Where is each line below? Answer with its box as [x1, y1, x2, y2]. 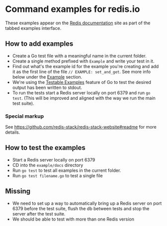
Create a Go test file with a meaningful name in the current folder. [12, 53, 147, 59]
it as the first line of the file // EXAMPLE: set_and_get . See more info [12, 69, 151, 75]
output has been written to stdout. [12, 84, 83, 90]
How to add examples [5, 40, 74, 48]
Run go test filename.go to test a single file [12, 172, 103, 178]
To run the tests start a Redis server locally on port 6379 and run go [12, 89, 151, 95]
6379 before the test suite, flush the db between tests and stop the [12, 205, 150, 212]
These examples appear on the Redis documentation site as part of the [5, 20, 151, 26]
